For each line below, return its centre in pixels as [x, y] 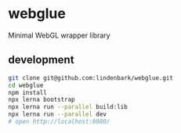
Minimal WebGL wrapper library [60, 35]
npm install [27, 92]
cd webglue [26, 85]
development [41, 60]
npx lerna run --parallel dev [58, 114]
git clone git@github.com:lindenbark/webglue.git [91, 78]
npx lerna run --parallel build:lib [68, 107]
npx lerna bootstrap [42, 100]
